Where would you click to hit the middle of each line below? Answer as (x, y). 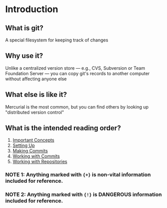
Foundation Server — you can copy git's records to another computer (77, 73)
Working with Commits (36, 156)
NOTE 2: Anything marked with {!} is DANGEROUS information (84, 194)
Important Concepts (33, 140)
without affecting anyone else (36, 79)
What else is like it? (36, 95)
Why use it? (24, 56)
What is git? (24, 28)
